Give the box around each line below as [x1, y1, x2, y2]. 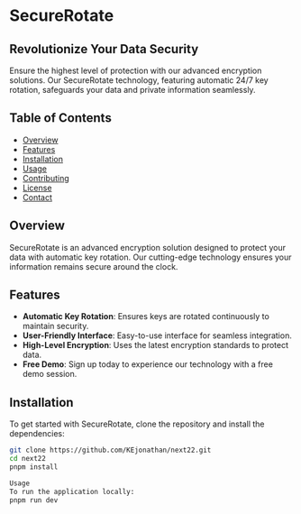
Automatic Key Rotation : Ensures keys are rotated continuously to [22, 311, 270, 322]
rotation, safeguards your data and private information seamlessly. [9, 85, 256, 95]
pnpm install [9, 463, 59, 472]
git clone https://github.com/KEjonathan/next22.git [9, 445, 212, 455]
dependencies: [9, 428, 65, 439]
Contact [22, 191, 52, 203]
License [22, 182, 52, 193]
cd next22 [9, 454, 47, 464]
